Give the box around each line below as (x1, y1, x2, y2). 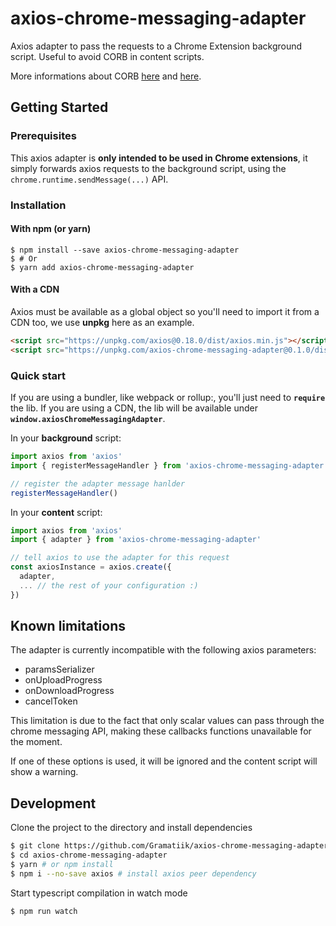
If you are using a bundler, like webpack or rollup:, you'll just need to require (10, 392, 326, 403)
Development (10, 795, 97, 812)
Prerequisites (10, 129, 77, 143)
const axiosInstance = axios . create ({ (10, 562, 172, 572)
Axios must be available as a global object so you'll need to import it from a (10, 305, 320, 317)
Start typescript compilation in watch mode (10, 887, 188, 899)
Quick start (10, 368, 67, 382)
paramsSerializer (24, 663, 95, 676)
